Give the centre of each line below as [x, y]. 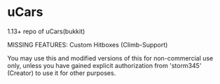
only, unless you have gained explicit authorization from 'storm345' [104, 65]
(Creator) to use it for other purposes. [62, 73]
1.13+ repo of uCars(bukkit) [46, 31]
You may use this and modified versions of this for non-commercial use [110, 58]
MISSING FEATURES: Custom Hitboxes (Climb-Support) [88, 44]
